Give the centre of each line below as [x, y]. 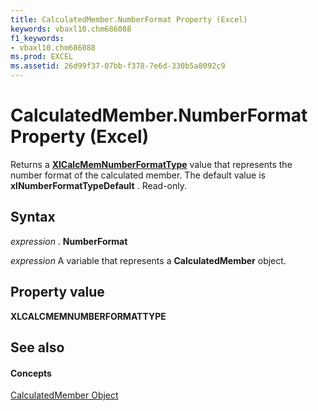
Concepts [31, 373]
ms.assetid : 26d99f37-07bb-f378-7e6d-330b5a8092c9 [118, 66]
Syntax [33, 217]
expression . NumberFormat [69, 241]
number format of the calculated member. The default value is [138, 175]
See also [37, 347]
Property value [57, 292]
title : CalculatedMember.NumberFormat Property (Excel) [129, 19]
